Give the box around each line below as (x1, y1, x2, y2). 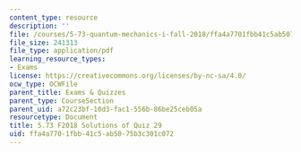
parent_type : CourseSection (9, 96, 115, 106)
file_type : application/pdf (9, 46, 115, 55)
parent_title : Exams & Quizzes (9, 88, 126, 97)
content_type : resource (9, 13, 99, 22)
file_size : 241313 (9, 38, 78, 47)
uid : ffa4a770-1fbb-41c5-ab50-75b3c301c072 (9, 130, 175, 139)
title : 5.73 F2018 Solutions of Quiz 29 (9, 122, 163, 131)
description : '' (9, 21, 70, 30)
